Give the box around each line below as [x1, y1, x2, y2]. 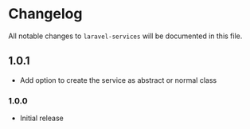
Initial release [19, 113, 64, 123]
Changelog [8, 5, 83, 23]
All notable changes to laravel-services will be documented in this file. [8, 31, 243, 41]
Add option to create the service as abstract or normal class [19, 75, 217, 84]
